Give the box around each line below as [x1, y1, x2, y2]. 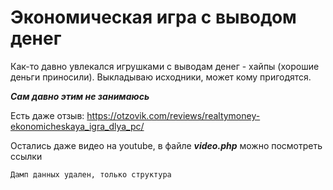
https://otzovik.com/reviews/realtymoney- [86, 109, 261, 121]
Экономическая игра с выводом [10, 6, 297, 29]
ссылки [10, 150, 43, 162]
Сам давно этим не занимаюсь [10, 90, 150, 102]
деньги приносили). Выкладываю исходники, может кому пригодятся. [10, 71, 312, 83]
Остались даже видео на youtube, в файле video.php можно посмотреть [10, 139, 323, 151]
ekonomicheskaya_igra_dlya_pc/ [10, 120, 145, 132]
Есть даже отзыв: [10, 109, 85, 121]
